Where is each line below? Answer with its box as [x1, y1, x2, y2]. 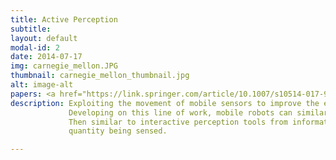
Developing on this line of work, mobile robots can [68, 107, 293, 118]
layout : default [10, 33, 78, 43]
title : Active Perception [10, 14, 118, 25]
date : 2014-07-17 [10, 52, 83, 62]
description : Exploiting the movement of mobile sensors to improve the [10, 98, 320, 108]
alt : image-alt [10, 80, 74, 90]
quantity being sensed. [68, 126, 168, 136]
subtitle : [10, 24, 52, 34]
